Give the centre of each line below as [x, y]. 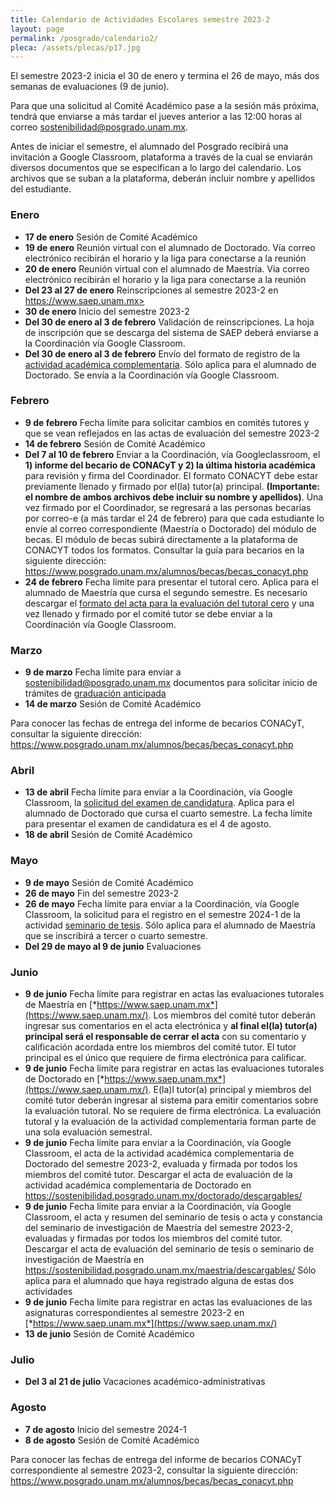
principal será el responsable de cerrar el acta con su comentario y [165, 1037]
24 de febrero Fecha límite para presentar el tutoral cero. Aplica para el [171, 582]
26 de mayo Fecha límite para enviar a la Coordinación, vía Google [162, 903]
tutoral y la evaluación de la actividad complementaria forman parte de [170, 1122]
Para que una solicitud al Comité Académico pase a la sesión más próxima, [165, 106]
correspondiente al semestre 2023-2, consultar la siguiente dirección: [154, 1470]
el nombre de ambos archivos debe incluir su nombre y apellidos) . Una [174, 497]
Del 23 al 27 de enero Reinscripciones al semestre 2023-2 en [151, 290]
